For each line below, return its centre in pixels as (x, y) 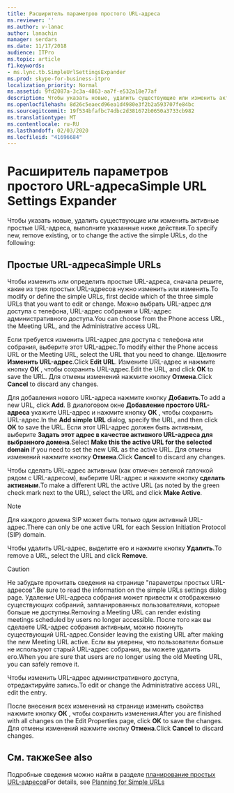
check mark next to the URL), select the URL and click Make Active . (105, 492)
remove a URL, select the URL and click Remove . (78, 555)
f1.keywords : (26, 66)
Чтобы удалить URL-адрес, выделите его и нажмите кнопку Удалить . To (115, 548)
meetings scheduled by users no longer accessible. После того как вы (109, 620)
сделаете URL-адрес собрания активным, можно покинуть (95, 627)
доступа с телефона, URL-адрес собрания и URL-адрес (89, 311)
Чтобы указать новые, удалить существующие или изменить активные (113, 221)
